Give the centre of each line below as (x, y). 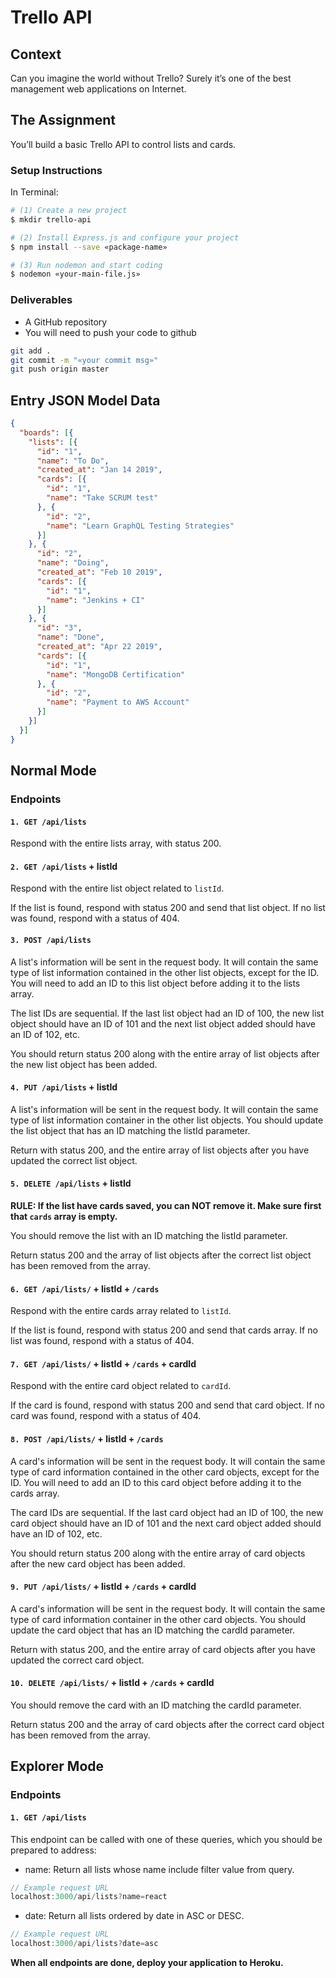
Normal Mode (53, 771)
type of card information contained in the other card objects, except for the (165, 1472)
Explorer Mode (57, 1766)
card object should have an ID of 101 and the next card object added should (166, 1523)
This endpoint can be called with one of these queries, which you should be (166, 1839)
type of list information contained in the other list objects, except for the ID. (165, 972)
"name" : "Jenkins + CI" (95, 600)
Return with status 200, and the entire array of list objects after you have (160, 1150)
